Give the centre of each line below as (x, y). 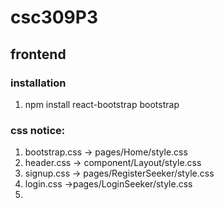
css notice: (38, 130)
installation (38, 83)
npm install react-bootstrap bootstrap (102, 104)
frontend (38, 54)
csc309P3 (54, 17)
